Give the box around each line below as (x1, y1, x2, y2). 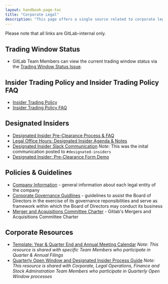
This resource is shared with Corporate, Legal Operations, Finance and (12, 263, 160, 269)
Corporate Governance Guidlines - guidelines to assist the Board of (12, 192, 151, 198)
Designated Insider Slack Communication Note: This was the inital (12, 143, 148, 149)
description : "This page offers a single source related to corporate (5, 17, 155, 22)
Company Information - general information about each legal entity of (12, 182, 156, 188)
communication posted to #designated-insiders (12, 149, 111, 155)
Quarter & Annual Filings (12, 252, 63, 258)
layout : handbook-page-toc (5, 7, 61, 13)
